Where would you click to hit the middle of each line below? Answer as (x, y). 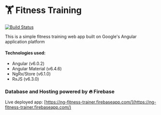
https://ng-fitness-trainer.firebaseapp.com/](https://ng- (101, 102)
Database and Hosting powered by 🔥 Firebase (60, 92)
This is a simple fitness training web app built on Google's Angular (71, 36)
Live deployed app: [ (25, 102)
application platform (25, 41)
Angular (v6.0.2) (28, 64)
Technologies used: (25, 53)
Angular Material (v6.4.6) (37, 69)
